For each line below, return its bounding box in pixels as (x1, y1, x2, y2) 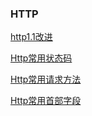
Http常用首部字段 (10, 95, 82, 107)
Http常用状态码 (10, 52, 73, 64)
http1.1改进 (10, 31, 53, 43)
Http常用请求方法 (10, 73, 82, 86)
